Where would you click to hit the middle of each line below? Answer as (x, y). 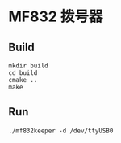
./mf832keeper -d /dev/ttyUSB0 (61, 131)
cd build (23, 73)
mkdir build (28, 66)
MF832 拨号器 (56, 17)
